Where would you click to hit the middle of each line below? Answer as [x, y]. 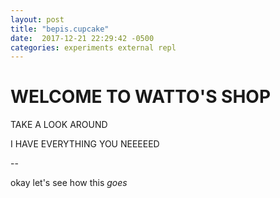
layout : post [37, 19]
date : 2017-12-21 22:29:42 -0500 [82, 38]
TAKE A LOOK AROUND [59, 125]
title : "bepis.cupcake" [60, 29]
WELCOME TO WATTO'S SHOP [141, 97]
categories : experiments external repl [93, 47]
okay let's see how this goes [69, 183]
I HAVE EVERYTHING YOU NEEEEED [85, 144]
